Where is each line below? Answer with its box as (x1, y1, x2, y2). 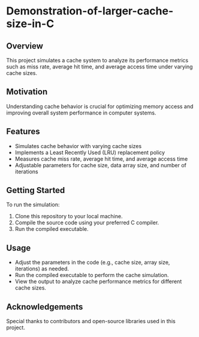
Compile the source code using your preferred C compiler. (14, 219, 159, 226)
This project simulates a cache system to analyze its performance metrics (6, 57, 189, 64)
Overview (6, 41, 44, 51)
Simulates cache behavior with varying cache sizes (14, 142, 142, 149)
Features (6, 127, 40, 137)
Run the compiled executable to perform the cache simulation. (14, 272, 169, 279)
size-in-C (6, 17, 55, 31)
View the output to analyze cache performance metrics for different (14, 278, 182, 285)
